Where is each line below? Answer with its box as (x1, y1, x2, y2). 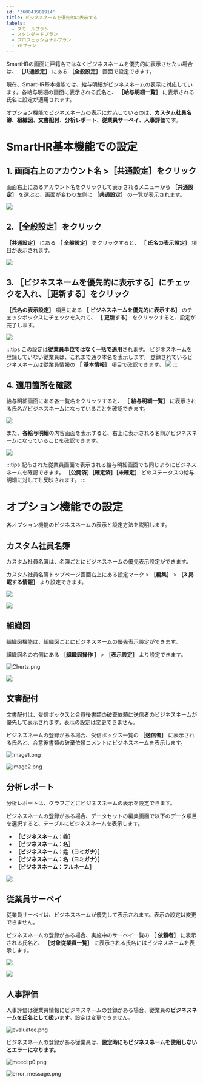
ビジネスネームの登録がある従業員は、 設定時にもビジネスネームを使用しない (6, 1039, 198, 1046)
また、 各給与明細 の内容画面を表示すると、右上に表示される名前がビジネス (6, 429, 192, 437)
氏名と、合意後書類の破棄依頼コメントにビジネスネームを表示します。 (11, 739, 186, 746)
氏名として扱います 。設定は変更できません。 (22, 1014, 133, 1021)
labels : (6, 20, 26, 26)
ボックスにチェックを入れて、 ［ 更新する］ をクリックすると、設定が (22, 313, 196, 321)
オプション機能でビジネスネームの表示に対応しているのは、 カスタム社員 (6, 109, 187, 116)
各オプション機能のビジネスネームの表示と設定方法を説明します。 (6, 521, 171, 528)
